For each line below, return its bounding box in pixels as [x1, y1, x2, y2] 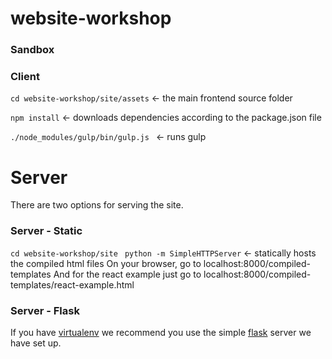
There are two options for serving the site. [10, 199, 184, 211]
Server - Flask [10, 303, 80, 317]
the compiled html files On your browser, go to [10, 257, 202, 269]
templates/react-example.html [10, 278, 135, 291]
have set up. [10, 337, 62, 349]
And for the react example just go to [53, 268, 202, 280]
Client [10, 70, 40, 84]
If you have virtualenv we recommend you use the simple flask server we [10, 326, 312, 338]
